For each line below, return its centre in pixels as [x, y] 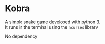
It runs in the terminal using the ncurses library [52, 27]
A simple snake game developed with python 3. [53, 22]
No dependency [21, 36]
